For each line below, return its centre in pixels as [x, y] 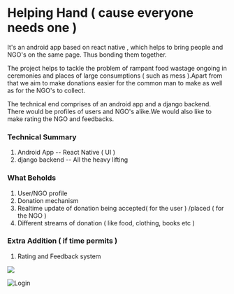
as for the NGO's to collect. [46, 90]
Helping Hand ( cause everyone [101, 13]
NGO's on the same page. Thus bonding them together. [87, 55]
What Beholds [32, 178]
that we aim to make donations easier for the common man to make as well [115, 83]
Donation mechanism [48, 200]
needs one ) [42, 28]
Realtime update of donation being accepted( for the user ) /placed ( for [120, 208]
